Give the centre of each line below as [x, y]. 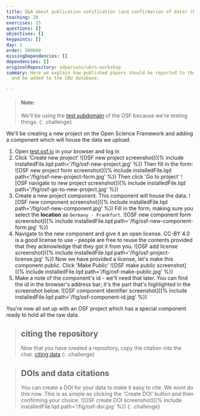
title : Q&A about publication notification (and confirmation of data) [97, 12]
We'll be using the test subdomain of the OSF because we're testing [104, 116]
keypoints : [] [24, 39]
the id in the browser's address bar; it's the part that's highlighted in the [103, 284]
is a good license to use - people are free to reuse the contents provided [104, 240]
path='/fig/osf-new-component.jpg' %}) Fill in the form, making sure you [104, 209]
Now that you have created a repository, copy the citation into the [101, 348]
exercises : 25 [24, 23]
